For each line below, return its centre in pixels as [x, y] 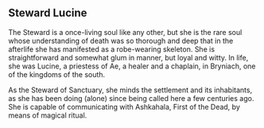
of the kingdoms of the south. [57, 74]
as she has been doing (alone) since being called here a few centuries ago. [131, 98]
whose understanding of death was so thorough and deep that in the [121, 41]
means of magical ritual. [48, 115]
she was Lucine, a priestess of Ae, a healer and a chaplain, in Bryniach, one [132, 66]
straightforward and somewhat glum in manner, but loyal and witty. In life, [128, 57]
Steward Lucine [48, 13]
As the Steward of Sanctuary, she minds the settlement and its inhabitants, [130, 90]
